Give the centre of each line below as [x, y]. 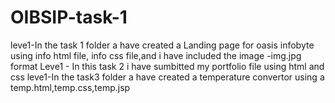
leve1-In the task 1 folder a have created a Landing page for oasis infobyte [162, 45]
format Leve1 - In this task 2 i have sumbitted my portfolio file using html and [167, 66]
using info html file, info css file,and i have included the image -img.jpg [156, 55]
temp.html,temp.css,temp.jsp [70, 87]
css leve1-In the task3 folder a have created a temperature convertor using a [167, 77]
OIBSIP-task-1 [69, 17]
